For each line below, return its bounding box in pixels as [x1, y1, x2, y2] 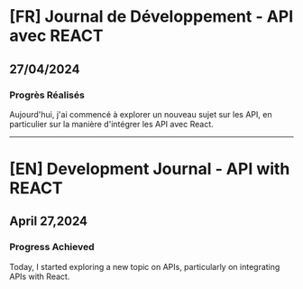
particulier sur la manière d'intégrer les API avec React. [9, 118, 214, 129]
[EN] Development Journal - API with [9, 159, 290, 180]
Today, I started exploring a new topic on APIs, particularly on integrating [9, 261, 280, 272]
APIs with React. [9, 271, 70, 282]
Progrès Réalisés [9, 89, 86, 101]
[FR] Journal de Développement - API [9, 6, 294, 27]
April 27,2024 [9, 214, 88, 229]
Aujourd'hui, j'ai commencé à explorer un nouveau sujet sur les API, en [9, 108, 272, 119]
